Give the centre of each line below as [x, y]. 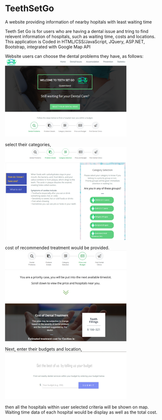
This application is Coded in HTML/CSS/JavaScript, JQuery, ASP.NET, [75, 41]
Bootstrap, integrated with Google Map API [48, 47]
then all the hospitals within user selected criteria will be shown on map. [77, 407]
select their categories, [28, 144]
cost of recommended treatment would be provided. [57, 248]
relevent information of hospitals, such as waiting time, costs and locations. [80, 36]
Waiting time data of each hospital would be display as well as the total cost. [81, 412]
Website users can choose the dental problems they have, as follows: [74, 56]
